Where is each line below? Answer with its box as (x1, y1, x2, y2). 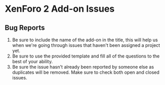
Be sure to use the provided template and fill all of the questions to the (12, 53, 160, 59)
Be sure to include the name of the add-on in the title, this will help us (12, 37, 158, 43)
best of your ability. (12, 59, 53, 64)
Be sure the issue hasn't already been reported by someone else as (12, 64, 154, 70)
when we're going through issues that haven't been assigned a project (12, 42, 160, 48)
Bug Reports (5, 23, 45, 32)
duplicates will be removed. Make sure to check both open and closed (12, 69, 160, 75)
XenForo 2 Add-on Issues (5, 3, 115, 15)
